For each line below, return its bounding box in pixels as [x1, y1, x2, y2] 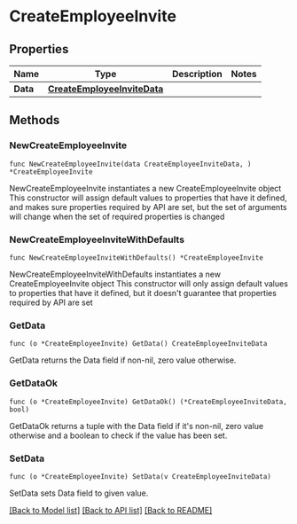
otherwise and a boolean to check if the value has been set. [9, 430, 228, 441]
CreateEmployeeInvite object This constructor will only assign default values [9, 278, 288, 289]
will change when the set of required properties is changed [9, 211, 225, 222]
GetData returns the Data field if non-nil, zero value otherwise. [9, 355, 237, 365]
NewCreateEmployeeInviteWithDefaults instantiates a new [9, 269, 222, 279]
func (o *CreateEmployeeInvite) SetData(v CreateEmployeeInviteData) [9, 472, 272, 481]
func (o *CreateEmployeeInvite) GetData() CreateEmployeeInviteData [9, 340, 268, 348]
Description [171, 68, 223, 80]
